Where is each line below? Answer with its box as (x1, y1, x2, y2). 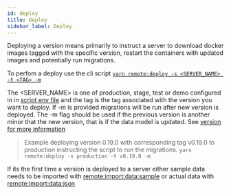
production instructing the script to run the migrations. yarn (23, 145, 192, 154)
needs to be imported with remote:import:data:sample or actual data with (7, 172, 214, 180)
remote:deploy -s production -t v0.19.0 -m (23, 153, 151, 160)
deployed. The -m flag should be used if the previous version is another (7, 110, 210, 119)
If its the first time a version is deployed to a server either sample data (7, 165, 205, 173)
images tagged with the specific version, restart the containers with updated (7, 49, 223, 57)
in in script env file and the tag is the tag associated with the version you (7, 96, 212, 104)
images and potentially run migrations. (7, 56, 115, 64)
